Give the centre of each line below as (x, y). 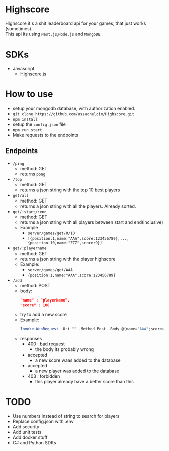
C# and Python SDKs (34, 443)
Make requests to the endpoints (46, 135)
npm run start (27, 130)
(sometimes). (19, 28)
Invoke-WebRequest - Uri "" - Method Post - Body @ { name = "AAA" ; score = (92, 329)
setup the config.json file (39, 124)
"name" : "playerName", (45, 300)
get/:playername (29, 248)
